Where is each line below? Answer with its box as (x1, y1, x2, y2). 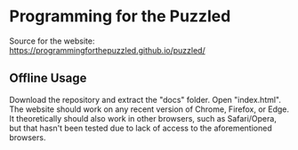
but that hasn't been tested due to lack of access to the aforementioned (9, 122, 273, 133)
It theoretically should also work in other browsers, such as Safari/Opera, (9, 113, 278, 123)
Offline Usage (9, 71, 87, 86)
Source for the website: (9, 36, 95, 46)
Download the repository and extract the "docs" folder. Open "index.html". (9, 94, 282, 105)
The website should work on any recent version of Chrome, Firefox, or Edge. (9, 104, 290, 114)
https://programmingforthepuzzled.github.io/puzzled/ (9, 44, 206, 55)
